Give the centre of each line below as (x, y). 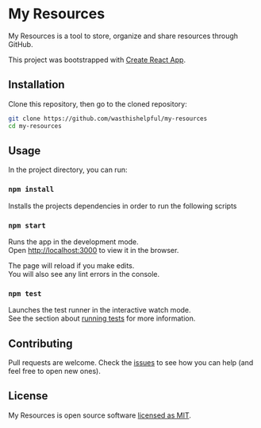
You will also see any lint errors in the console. (84, 274)
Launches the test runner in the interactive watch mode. (100, 310)
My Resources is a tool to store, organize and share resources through (123, 36)
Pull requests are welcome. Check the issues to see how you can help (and (131, 363)
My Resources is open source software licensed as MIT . (100, 415)
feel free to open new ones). (54, 372)
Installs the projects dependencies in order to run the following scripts (123, 206)
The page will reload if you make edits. (71, 265)
